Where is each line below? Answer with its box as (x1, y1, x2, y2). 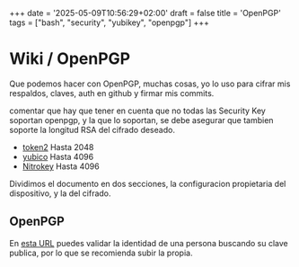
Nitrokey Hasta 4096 (22, 161, 101, 172)
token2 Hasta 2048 (22, 141, 94, 152)
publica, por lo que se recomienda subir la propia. (9, 247, 193, 258)
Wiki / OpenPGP (9, 49, 131, 69)
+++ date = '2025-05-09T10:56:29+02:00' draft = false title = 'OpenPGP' (9, 8, 281, 18)
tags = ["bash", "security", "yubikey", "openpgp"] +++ (9, 17, 209, 28)
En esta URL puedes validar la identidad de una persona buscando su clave (9, 237, 289, 248)
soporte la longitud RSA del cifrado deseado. (9, 124, 175, 135)
